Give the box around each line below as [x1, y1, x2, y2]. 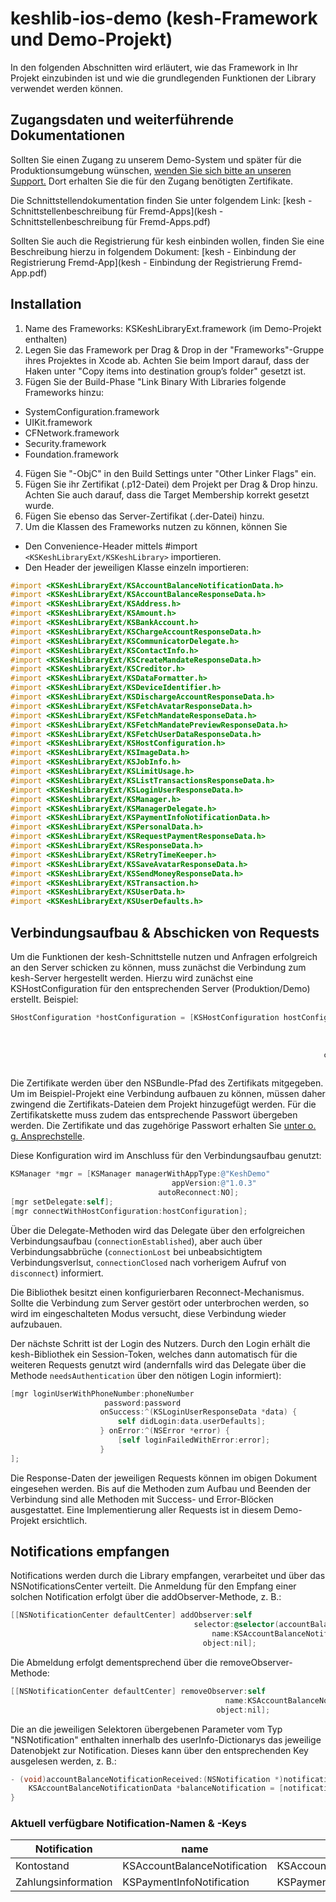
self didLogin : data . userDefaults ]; [117, 1417, 267, 1427]
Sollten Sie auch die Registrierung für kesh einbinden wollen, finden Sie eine [10, 235, 325, 247]
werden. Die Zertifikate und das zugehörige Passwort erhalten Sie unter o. [10, 1120, 317, 1132]
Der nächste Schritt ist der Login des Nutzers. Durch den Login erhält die [10, 1337, 311, 1349]
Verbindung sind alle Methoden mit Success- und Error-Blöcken [10, 1493, 274, 1505]
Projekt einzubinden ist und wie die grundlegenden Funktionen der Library [10, 72, 317, 84]
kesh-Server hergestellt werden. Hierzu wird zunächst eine [10, 972, 254, 984]
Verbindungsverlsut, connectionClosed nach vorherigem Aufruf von [10, 1256, 287, 1268]
